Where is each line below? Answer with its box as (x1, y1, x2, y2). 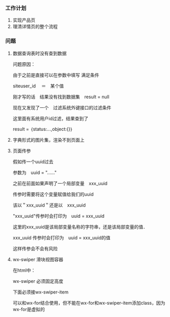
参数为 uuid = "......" (12, 169, 57, 175)
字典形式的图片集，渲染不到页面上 (12, 137, 85, 143)
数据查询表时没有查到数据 (12, 50, 67, 56)
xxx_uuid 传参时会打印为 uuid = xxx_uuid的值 (12, 234, 111, 241)
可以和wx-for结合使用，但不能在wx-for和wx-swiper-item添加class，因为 (12, 300, 165, 306)
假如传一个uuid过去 (12, 158, 54, 165)
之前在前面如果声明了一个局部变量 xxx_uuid (12, 180, 108, 186)
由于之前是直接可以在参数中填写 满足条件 (12, 72, 100, 78)
